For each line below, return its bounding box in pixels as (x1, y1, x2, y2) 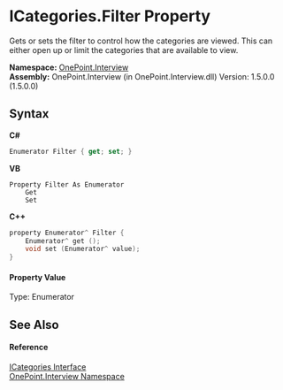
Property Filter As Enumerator (9, 180, 125, 189)
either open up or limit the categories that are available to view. (9, 44, 239, 55)
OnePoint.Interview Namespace (9, 371, 126, 381)
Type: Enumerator (9, 292, 75, 302)
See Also (9, 317, 59, 333)
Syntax (9, 106, 50, 121)
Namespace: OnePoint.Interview (9, 62, 129, 73)
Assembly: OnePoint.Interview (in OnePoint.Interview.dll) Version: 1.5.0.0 (9, 71, 275, 81)
